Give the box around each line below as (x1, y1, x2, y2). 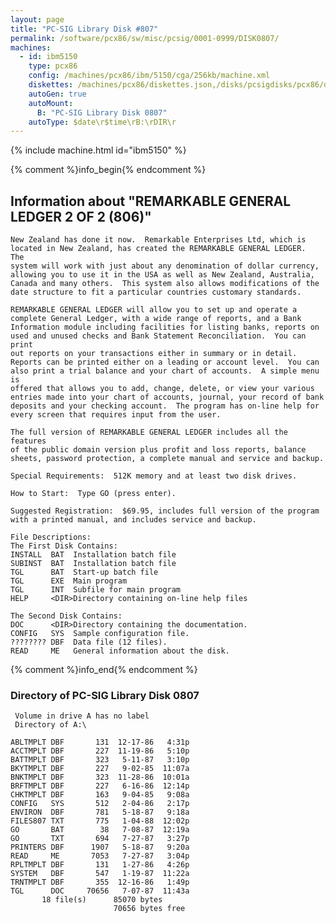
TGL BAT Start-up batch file (10, 567, 159, 578)
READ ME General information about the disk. (10, 646, 230, 656)
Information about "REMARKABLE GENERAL (10, 192, 292, 210)
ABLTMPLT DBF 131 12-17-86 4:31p (10, 737, 190, 748)
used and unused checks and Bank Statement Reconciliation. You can (10, 331, 307, 341)
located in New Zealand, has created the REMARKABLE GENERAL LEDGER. (10, 244, 307, 254)
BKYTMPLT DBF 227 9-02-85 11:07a (10, 764, 190, 774)
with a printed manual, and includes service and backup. (10, 515, 257, 525)
